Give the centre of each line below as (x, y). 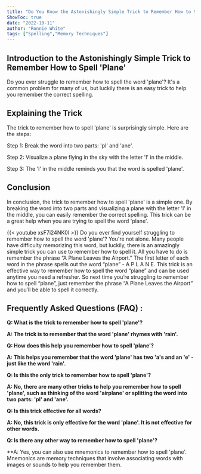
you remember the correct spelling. (50, 94)
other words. (23, 429)
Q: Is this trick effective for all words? (54, 411)
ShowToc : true (24, 17)
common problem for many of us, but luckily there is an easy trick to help (97, 88)
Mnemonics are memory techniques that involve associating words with (95, 458)
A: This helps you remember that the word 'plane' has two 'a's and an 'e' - (100, 357)
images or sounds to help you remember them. (64, 465)
